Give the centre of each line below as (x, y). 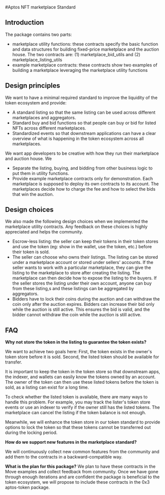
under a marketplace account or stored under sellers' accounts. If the (83, 263)
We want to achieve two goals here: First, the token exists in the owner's (79, 352)
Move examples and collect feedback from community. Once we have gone (82, 472)
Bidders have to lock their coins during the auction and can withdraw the (86, 299)
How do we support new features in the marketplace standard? (71, 442)
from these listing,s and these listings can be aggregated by (73, 289)
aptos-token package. (28, 488)
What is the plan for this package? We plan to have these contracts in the (81, 466)
